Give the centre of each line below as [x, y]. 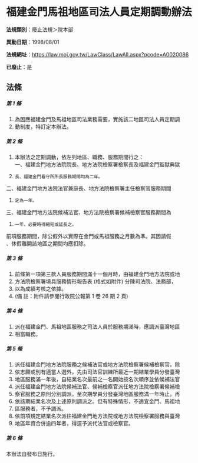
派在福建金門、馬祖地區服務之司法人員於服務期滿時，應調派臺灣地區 [97, 327]
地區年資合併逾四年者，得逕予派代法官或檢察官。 [74, 424]
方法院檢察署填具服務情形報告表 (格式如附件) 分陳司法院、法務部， [95, 282]
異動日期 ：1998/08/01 [33, 42]
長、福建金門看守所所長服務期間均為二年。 [59, 177]
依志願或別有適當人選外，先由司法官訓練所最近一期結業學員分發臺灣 [97, 372]
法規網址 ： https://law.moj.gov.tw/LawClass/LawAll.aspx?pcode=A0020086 [98, 54]
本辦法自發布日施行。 [32, 454]
